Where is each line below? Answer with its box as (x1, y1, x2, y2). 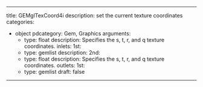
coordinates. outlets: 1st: (24, 62, 85, 69)
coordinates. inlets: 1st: (24, 43, 82, 50)
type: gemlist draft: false (24, 68, 85, 75)
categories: (6, 19, 34, 25)
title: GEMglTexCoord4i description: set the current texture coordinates (6, 12, 183, 19)
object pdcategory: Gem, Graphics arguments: (14, 30, 131, 37)
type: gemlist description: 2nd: (24, 49, 101, 56)
